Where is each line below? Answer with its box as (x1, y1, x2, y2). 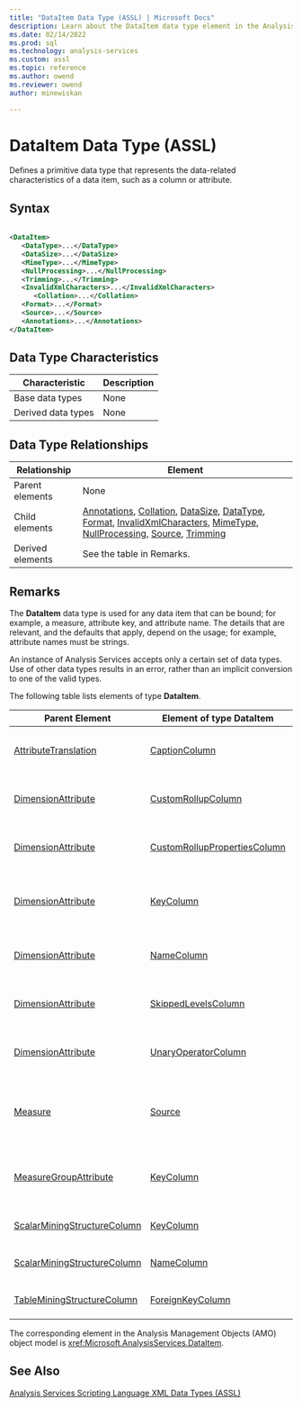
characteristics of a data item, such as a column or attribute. (9, 175, 233, 186)
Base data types (13, 392, 83, 404)
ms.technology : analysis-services (9, 47, 139, 56)
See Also (9, 1364, 60, 1379)
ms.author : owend (9, 72, 75, 81)
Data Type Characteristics (9, 350, 159, 366)
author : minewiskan (9, 88, 83, 97)
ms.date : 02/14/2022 (9, 30, 87, 39)
